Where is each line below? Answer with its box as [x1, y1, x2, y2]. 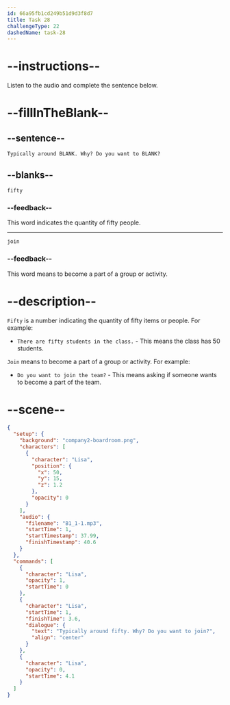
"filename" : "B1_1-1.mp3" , [25, 520, 103, 527]
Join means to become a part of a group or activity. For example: [7, 357, 190, 366]
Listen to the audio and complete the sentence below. [7, 81, 159, 90]
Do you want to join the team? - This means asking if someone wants [16, 370, 217, 379]
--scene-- [7, 402, 66, 418]
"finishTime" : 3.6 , [25, 615, 81, 622]
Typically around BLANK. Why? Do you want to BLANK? [7, 151, 161, 157]
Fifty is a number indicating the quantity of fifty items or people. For [7, 316, 201, 324]
